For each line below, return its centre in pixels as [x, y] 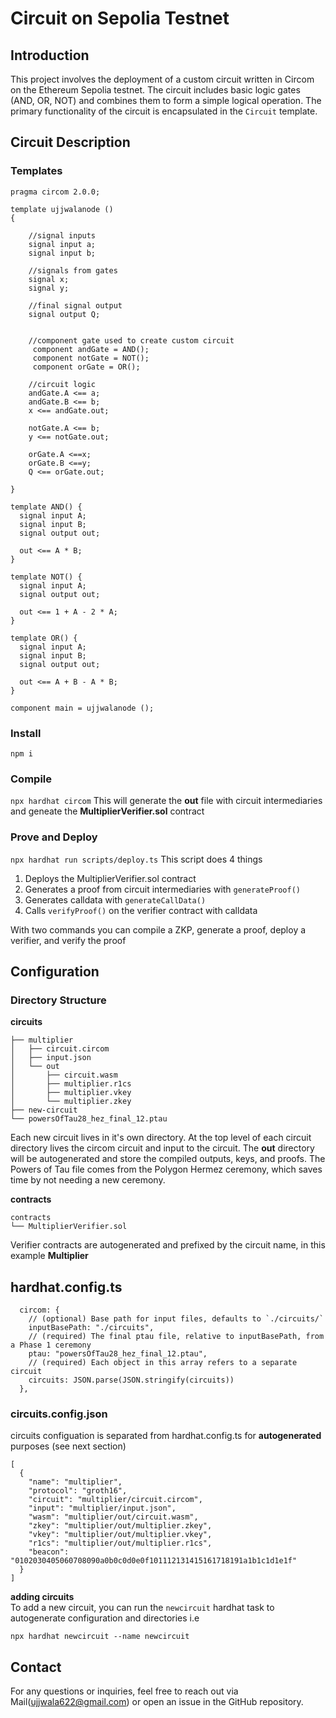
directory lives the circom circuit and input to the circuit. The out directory [162, 1148]
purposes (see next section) [68, 1446]
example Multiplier [49, 1256]
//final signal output [75, 305]
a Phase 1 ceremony [51, 1345]
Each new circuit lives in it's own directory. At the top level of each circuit [161, 1138]
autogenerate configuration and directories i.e [105, 1618]
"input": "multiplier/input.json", [102, 1508]
